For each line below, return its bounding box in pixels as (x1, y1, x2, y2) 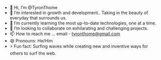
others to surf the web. (9, 50, 56, 56)
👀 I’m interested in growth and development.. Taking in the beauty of (9, 10, 148, 16)
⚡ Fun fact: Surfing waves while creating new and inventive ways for (9, 43, 148, 49)
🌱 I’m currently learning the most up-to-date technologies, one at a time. (9, 20, 157, 26)
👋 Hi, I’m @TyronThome (9, 5, 58, 10)
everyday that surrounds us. (9, 15, 67, 20)
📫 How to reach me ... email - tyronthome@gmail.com (9, 31, 120, 37)
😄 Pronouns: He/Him (9, 38, 53, 43)
